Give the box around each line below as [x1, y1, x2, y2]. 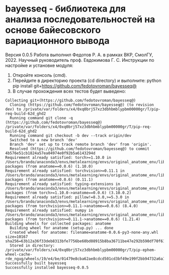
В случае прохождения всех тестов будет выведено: [12, 88, 126, 94]
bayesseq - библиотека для [5, 3, 126, 15]
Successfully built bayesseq [5, 260, 66, 265]
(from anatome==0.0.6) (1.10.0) [25, 164, 94, 169]
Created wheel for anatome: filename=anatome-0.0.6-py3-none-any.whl [10, 230, 158, 235]
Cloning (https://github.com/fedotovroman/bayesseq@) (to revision [10, 102, 154, 107]
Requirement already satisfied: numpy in [5, 208, 94, 213]
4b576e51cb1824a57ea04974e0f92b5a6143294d [5, 150, 96, 156]
